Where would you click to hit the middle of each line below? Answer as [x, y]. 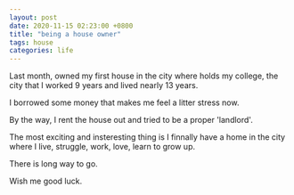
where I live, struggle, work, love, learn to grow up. [102, 147]
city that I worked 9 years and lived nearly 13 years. [104, 85]
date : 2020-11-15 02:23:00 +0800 [71, 26]
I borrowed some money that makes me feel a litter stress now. [124, 102]
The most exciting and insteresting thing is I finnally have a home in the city [147, 137]
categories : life [41, 51]
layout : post [33, 17]
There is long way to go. [53, 164]
